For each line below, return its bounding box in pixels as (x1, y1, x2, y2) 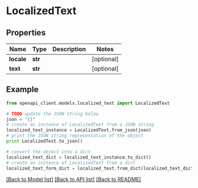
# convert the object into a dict (6, 149, 91, 154)
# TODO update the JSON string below (6, 111, 99, 117)
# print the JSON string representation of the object (6, 133, 144, 139)
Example (6, 84, 39, 95)
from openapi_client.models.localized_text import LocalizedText (6, 100, 170, 106)
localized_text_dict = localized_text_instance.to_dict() (6, 154, 151, 160)
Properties (6, 28, 46, 38)
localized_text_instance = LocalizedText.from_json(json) (6, 127, 151, 133)
